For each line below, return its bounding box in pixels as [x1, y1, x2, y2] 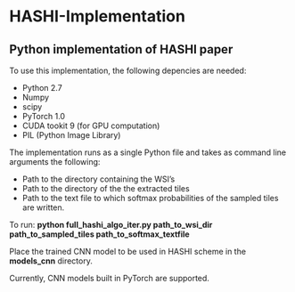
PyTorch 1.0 [21, 111, 65, 121]
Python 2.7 [21, 83, 62, 93]
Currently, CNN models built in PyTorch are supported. [9, 273, 209, 283]
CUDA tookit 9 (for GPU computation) [21, 120, 160, 131]
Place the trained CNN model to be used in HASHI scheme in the [9, 247, 247, 256]
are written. [21, 202, 65, 213]
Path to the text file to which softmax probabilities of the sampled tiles [21, 193, 279, 203]
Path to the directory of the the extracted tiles [21, 183, 190, 193]
